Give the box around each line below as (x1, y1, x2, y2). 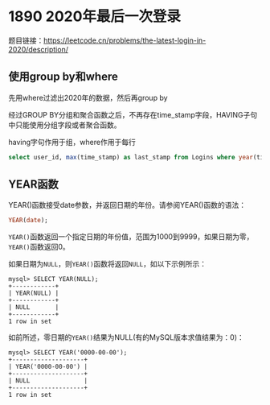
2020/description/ (8, 44, 68, 54)
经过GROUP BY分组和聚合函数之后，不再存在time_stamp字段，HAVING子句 (8, 110, 258, 119)
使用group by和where (8, 70, 118, 84)
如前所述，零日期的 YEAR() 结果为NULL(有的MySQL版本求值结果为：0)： (8, 333, 244, 342)
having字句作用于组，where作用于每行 (8, 137, 137, 147)
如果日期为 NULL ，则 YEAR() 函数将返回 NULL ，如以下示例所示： (8, 259, 207, 269)
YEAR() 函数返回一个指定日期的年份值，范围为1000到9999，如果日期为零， (8, 232, 254, 242)
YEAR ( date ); (8, 217, 48, 225)
